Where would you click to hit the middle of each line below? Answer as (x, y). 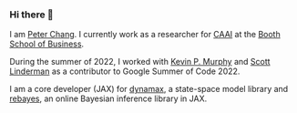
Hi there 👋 (32, 15)
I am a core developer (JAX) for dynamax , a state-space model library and (149, 89)
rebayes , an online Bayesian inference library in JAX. (108, 98)
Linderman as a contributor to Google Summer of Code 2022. (125, 71)
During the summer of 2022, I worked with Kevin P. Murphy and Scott (140, 62)
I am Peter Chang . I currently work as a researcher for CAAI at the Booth (145, 35)
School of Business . (47, 44)
